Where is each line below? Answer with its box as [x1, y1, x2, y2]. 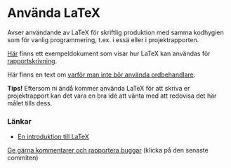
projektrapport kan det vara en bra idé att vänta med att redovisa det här [7, 91, 217, 100]
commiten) [7, 153, 39, 162]
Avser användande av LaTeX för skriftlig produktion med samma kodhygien [7, 28, 224, 37]
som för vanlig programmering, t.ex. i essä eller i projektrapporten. [7, 35, 199, 44]
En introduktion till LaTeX [17, 132, 89, 141]
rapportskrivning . [7, 56, 58, 65]
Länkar [7, 116, 32, 126]
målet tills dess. [7, 98, 53, 107]
